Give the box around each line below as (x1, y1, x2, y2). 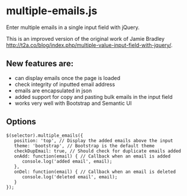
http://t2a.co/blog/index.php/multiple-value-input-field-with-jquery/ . (6, 41, 173, 49)
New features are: (6, 59, 74, 69)
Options (6, 117, 37, 127)
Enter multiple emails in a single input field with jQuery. (6, 24, 140, 31)
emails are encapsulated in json (14, 87, 92, 94)
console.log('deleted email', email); (21, 173, 118, 180)
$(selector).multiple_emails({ (6, 132, 83, 139)
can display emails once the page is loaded (14, 74, 120, 81)
